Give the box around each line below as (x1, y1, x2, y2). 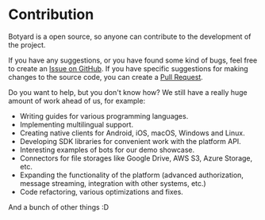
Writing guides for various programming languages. (19, 111, 189, 120)
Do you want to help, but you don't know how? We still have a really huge (8, 87, 248, 97)
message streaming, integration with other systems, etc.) (19, 178, 206, 188)
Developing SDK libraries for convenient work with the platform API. (19, 136, 242, 146)
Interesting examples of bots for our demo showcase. (19, 145, 195, 154)
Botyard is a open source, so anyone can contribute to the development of (8, 32, 252, 41)
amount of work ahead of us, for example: (8, 96, 145, 105)
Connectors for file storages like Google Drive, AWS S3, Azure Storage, (19, 153, 253, 163)
